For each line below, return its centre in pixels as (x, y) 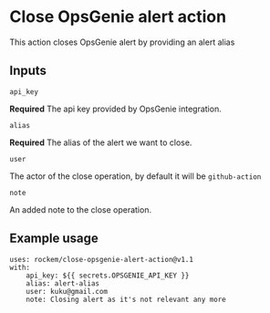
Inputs (28, 71)
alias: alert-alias (63, 283)
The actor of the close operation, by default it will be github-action (135, 176)
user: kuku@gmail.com (67, 291)
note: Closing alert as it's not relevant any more (126, 299)
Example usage (54, 239)
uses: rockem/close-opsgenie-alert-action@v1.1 (102, 259)
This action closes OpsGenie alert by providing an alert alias (122, 42)
